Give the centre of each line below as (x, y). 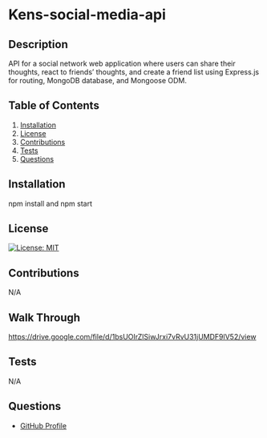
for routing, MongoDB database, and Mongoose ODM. (97, 80)
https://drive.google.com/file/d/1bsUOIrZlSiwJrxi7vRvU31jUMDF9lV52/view (132, 337)
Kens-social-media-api (87, 15)
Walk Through (44, 317)
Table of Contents (54, 106)
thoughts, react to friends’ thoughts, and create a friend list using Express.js (133, 72)
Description (38, 44)
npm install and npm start (50, 203)
